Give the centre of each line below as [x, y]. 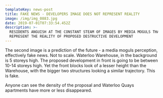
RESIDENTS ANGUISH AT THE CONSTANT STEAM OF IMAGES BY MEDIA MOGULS [80, 32]
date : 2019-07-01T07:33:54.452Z [38, 23]
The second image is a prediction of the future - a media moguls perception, [81, 50]
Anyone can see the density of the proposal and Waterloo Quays [70, 85]
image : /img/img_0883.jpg [31, 18]
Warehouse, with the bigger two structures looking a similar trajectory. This [80, 70]
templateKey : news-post [29, 9]
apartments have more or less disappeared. [49, 90]
